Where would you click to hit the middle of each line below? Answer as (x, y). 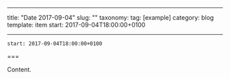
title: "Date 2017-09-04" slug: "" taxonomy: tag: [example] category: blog (111, 17)
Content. (20, 69)
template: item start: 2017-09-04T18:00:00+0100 (76, 25)
